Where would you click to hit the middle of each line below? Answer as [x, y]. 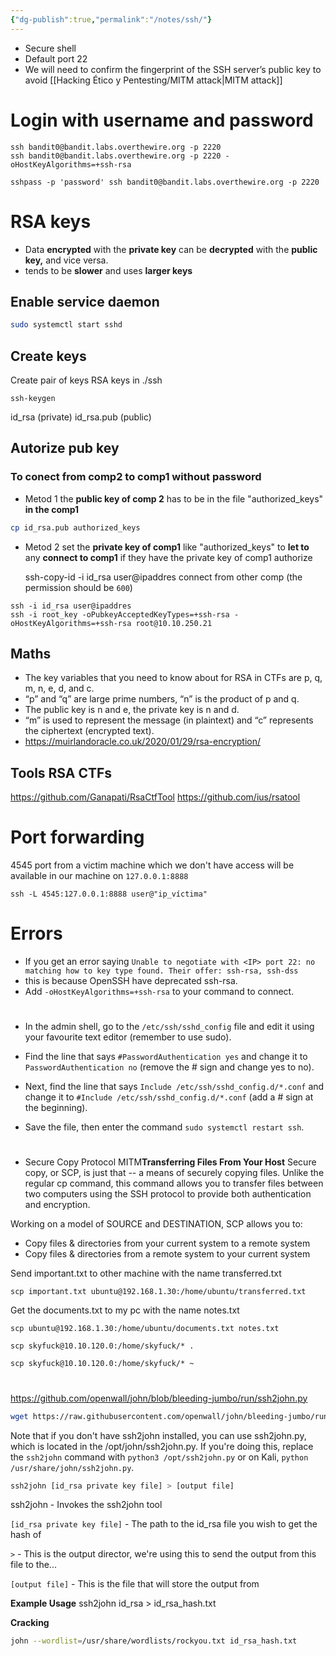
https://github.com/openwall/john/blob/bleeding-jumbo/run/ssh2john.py [159, 1398]
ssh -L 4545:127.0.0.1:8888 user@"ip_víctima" [109, 894]
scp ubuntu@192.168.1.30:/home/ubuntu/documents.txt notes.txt [145, 1329]
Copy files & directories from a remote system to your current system [167, 1254]
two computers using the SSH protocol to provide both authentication [168, 1194]
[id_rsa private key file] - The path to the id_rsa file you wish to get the [164, 1524]
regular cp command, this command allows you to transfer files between [174, 1183]
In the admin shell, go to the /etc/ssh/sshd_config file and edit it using [169, 1027]
